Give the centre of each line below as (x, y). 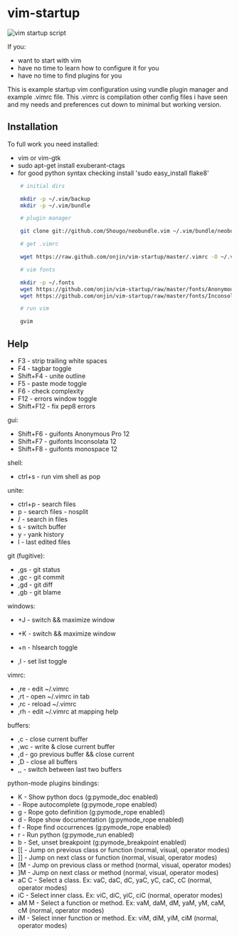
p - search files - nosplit (53, 511)
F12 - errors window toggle (57, 398)
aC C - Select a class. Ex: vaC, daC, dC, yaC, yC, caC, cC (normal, (115, 880)
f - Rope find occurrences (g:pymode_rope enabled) (94, 827)
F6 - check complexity (51, 391)
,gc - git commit (41, 577)
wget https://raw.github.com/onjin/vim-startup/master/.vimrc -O (119, 257)
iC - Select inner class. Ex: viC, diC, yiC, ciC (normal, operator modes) (120, 895)
